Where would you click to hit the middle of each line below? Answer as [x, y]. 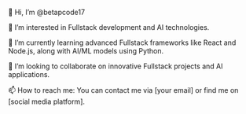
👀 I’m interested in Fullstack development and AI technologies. [109, 27]
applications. [29, 74]
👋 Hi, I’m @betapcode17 [46, 12]
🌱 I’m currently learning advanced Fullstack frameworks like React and [122, 42]
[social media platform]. [46, 101]
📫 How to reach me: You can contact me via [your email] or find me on [123, 90]
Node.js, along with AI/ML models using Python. [86, 51]
